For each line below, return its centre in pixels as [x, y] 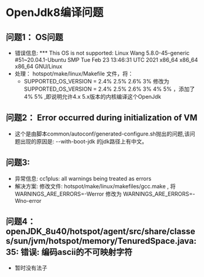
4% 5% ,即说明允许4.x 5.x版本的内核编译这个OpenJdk [92, 97]
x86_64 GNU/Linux [38, 66]
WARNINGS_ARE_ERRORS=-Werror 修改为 [68, 194]
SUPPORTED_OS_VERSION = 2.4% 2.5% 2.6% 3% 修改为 [96, 81]
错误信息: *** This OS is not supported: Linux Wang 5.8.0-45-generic [102, 53]
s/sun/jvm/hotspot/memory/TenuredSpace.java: [101, 241]
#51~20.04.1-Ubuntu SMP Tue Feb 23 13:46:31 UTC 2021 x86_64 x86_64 [106, 60]
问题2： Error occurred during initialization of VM [102, 118]
